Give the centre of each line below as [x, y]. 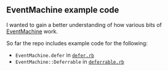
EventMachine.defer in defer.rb [55, 55]
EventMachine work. [32, 31]
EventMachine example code [63, 10]
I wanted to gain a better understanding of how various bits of [84, 24]
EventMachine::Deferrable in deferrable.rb [70, 61]
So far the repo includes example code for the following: [77, 43]
